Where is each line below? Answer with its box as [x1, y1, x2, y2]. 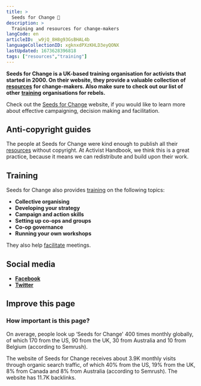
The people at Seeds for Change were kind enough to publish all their [6, 140, 178, 148]
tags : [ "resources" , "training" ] [6, 53, 87, 59]
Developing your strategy [14, 205, 80, 212]
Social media [6, 259, 56, 269]
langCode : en [6, 31, 39, 37]
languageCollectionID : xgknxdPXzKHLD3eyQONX [6, 43, 119, 49]
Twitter [14, 282, 34, 289]
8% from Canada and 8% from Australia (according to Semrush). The [6, 367, 178, 375]
